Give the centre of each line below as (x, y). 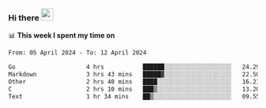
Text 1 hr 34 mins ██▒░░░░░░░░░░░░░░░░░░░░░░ (120, 96)
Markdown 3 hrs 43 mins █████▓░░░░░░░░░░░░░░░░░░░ (120, 75)
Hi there (24, 17)
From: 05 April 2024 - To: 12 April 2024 (78, 53)
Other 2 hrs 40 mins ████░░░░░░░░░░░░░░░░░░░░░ (120, 82)
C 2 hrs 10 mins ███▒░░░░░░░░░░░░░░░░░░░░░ (120, 89)
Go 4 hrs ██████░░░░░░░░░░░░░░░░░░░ (120, 67)
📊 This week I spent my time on (62, 35)
